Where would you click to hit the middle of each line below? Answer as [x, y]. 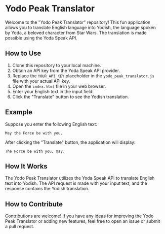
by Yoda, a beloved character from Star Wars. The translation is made [76, 33]
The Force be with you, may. [35, 151]
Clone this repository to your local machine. [57, 65]
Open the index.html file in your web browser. [59, 86]
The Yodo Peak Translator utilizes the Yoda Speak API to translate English [80, 178]
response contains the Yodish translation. [47, 189]
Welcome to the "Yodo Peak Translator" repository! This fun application [78, 22]
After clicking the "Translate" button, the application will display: [70, 142]
